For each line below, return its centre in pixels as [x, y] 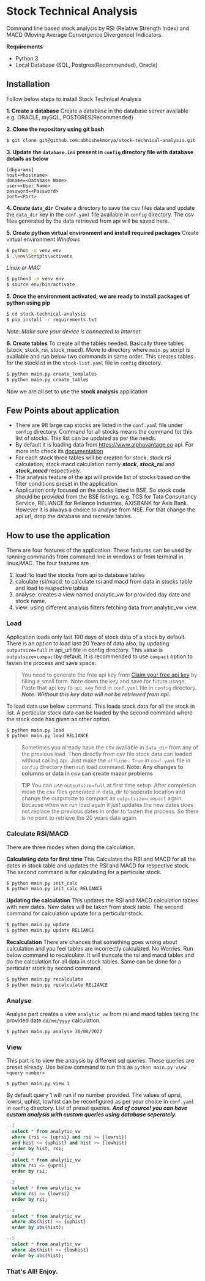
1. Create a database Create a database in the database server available [97, 111]
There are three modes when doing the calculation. [71, 847]
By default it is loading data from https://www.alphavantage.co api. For [104, 445]
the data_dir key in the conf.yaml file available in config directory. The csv [100, 214]
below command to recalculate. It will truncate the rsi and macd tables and [100, 955]
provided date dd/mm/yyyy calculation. [54, 1020]
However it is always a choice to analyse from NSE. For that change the [105, 510]
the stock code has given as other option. [59, 719]
